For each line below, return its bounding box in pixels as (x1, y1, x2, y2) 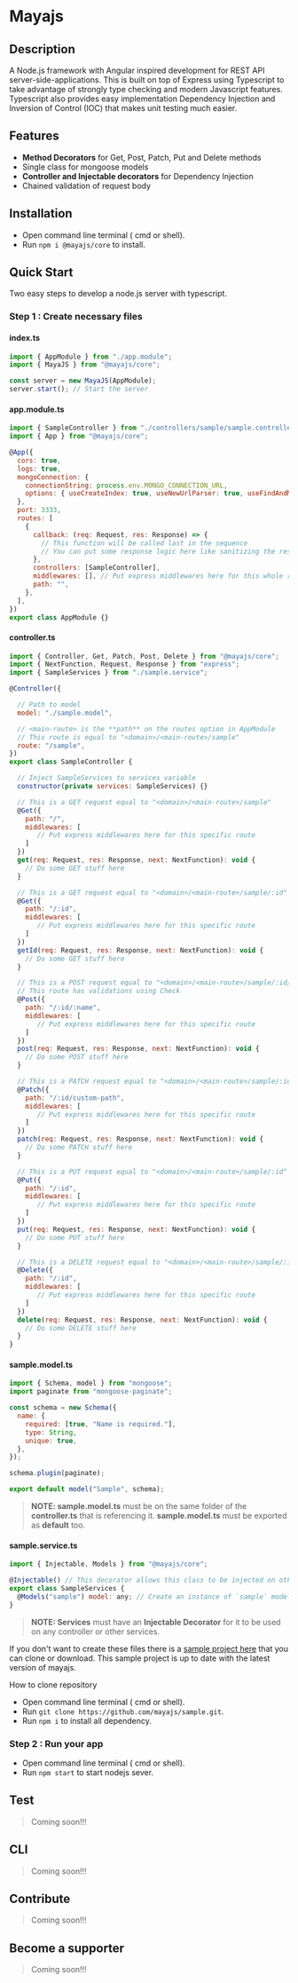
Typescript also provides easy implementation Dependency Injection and (9, 93, 276, 104)
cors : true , (17, 455, 62, 465)
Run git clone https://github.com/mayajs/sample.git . (21, 1706, 224, 1717)
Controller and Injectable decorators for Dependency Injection (21, 170, 255, 181)
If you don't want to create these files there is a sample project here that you (9, 1643, 289, 1654)
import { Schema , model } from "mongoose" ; (9, 1379, 173, 1388)
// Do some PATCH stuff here (25, 1143, 133, 1152)
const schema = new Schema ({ (9, 1403, 117, 1412)
